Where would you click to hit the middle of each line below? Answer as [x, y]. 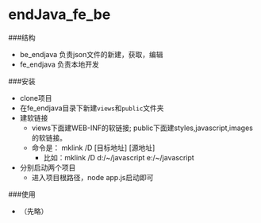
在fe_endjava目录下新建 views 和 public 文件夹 [92, 108]
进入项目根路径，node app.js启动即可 [92, 177]
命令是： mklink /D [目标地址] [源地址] [93, 148]
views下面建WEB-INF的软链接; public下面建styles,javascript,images [142, 128]
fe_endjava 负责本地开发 [59, 64]
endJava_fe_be [59, 15]
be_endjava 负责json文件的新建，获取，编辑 [92, 54]
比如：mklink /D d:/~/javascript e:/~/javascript [119, 157]
